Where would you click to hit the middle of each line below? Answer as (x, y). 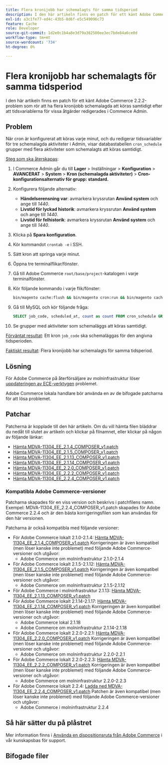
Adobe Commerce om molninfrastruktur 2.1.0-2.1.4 (72, 559)
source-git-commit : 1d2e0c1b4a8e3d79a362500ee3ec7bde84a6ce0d (72, 33)
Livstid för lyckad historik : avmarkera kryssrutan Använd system (88, 209)
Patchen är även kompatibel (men (126, 692)
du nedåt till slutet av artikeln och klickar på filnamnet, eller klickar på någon (84, 431)
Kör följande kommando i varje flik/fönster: (57, 289)
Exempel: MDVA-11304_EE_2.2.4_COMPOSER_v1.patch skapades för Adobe (83, 508)
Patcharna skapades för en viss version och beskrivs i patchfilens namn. (80, 502)
